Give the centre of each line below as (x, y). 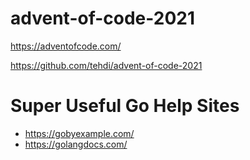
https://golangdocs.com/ (76, 144)
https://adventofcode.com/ (66, 46)
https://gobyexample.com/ (79, 133)
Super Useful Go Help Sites (125, 106)
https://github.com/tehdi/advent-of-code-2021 (106, 65)
